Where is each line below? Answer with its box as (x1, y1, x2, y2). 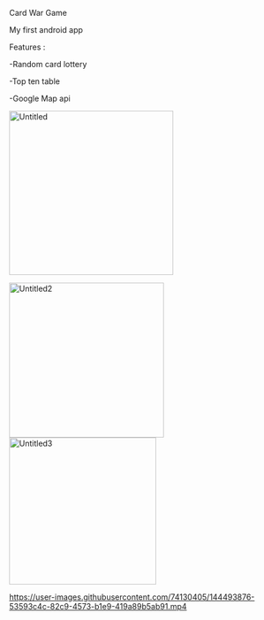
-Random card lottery (9, 59, 87, 69)
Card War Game (9, 8, 68, 18)
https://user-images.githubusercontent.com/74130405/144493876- (9, 592, 255, 602)
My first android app (9, 25, 84, 34)
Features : (9, 42, 46, 52)
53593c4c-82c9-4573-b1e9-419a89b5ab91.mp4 (9, 601, 187, 611)
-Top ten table (9, 76, 60, 87)
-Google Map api (9, 93, 71, 103)
